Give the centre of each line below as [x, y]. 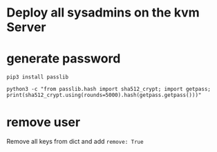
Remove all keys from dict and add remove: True [75, 142]
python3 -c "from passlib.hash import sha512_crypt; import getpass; [109, 89]
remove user [44, 122]
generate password [64, 59]
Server [26, 27]
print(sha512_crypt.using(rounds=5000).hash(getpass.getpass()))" [104, 95]
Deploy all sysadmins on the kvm [103, 13]
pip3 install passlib [38, 77]
